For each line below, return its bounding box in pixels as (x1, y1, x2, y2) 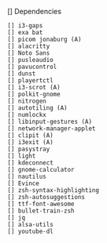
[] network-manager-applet (7, 125, 96, 132)
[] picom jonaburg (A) (7, 35, 82, 43)
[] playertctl (7, 77, 54, 85)
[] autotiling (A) (7, 104, 68, 112)
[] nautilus (7, 172, 46, 180)
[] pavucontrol (7, 63, 57, 71)
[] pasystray (7, 145, 50, 153)
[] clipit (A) (7, 132, 54, 140)
